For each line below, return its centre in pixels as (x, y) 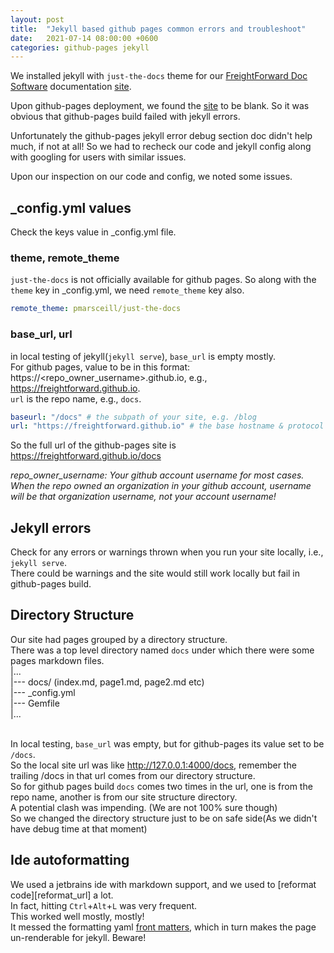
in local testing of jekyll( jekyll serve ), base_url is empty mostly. (143, 356)
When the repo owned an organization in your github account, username (161, 486)
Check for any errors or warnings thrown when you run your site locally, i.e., (167, 552)
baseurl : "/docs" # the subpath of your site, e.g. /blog (133, 417)
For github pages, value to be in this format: (100, 367)
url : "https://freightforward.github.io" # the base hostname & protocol (167, 426)
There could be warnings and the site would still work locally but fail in (155, 573)
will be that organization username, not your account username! (143, 497)
